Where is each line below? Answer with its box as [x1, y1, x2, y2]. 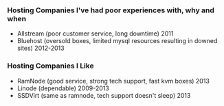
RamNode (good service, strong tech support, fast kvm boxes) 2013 [16, 77, 210, 85]
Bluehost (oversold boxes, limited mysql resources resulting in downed [16, 37, 218, 45]
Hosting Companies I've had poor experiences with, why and [7, 5, 215, 15]
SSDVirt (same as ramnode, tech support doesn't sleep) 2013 [16, 91, 191, 99]
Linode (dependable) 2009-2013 [16, 84, 110, 92]
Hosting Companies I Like [7, 61, 94, 70]
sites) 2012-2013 [16, 44, 65, 53]
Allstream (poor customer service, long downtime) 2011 [16, 29, 174, 38]
